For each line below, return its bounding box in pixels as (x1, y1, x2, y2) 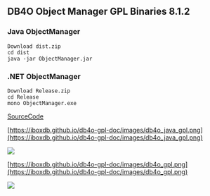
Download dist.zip (7, 42, 61, 50)
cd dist (7, 49, 30, 56)
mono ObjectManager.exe (7, 99, 77, 106)
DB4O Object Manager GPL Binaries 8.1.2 (7, 6, 190, 18)
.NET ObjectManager (7, 71, 81, 81)
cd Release (7, 93, 39, 101)
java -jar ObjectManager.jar (7, 55, 93, 62)
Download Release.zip (7, 87, 71, 94)
